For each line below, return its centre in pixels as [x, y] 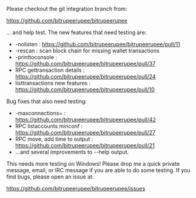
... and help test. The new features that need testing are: [76, 32]
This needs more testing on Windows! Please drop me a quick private [93, 164]
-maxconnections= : [40, 113]
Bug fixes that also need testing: [46, 101]
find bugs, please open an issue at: [50, 177]
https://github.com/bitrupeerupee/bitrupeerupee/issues [76, 189]
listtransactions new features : [53, 83]
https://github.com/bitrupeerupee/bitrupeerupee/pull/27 [85, 133]
